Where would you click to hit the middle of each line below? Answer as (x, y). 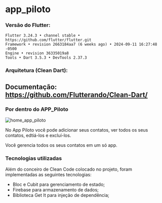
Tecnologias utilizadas (34, 158)
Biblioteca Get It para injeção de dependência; (61, 195)
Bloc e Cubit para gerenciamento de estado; (59, 185)
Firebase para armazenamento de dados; (55, 190)
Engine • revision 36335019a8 (37, 53)
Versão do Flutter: (28, 25)
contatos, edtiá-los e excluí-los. (38, 136)
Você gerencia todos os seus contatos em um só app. (61, 145)
